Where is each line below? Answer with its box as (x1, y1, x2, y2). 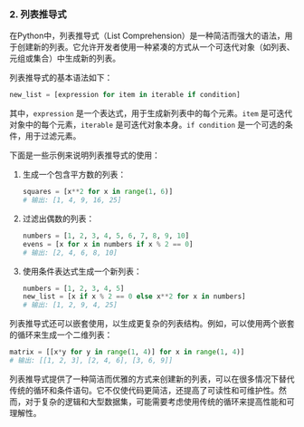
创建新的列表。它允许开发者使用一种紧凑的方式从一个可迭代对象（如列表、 (16, 42, 295, 53)
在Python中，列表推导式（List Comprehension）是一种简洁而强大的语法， (9, 30, 285, 42)
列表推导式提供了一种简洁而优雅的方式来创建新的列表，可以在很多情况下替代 (9, 374, 295, 384)
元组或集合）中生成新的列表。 (9, 53, 120, 64)
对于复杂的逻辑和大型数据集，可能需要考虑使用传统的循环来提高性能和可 (24, 396, 295, 407)
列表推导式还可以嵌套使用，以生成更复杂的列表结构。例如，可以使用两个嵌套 (9, 318, 295, 329)
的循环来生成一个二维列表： (9, 329, 113, 341)
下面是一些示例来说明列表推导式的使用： (9, 150, 160, 160)
